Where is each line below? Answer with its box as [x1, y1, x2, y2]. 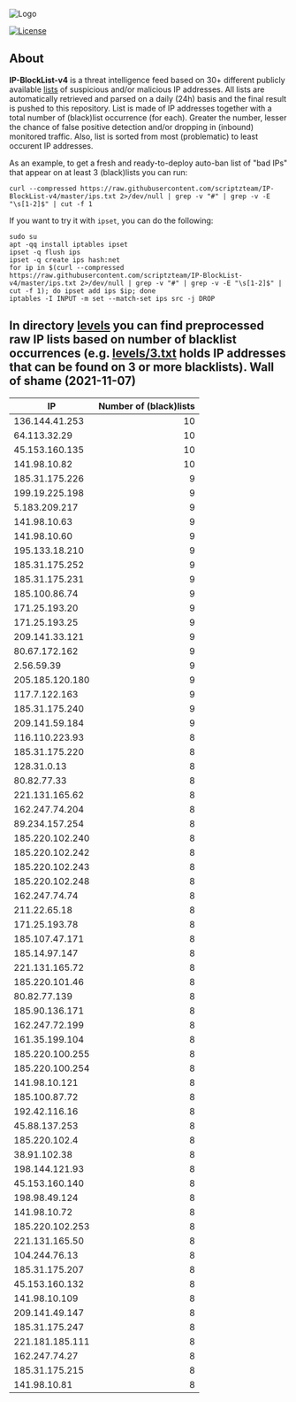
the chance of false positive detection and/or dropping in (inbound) [9, 121, 254, 132]
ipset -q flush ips [9, 248, 81, 257]
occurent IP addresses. [9, 140, 94, 150]
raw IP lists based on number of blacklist [9, 332, 237, 347]
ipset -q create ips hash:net [9, 255, 121, 265]
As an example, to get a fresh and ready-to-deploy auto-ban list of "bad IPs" [9, 158, 288, 168]
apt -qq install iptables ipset [9, 240, 128, 249]
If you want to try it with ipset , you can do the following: [9, 215, 214, 226]
